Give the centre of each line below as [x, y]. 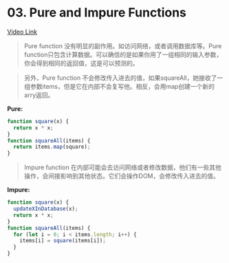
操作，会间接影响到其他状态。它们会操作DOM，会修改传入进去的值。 [122, 176]
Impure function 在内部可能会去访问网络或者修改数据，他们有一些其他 [123, 167]
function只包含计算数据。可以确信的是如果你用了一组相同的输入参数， [123, 54]
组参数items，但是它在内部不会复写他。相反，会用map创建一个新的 [119, 86]
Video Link [22, 32]
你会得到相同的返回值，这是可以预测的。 [81, 63]
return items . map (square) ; [52, 147]
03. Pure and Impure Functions [97, 13]
